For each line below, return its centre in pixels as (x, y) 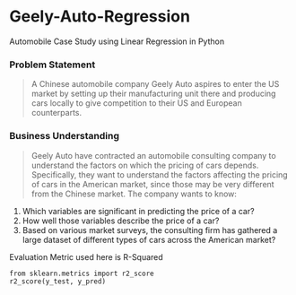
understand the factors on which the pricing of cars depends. (145, 165)
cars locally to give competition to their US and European (136, 103)
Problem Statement (52, 65)
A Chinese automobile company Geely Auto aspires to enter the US (155, 84)
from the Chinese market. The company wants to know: (134, 194)
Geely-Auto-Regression (100, 17)
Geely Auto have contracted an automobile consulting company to (153, 155)
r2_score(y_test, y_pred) (57, 281)
